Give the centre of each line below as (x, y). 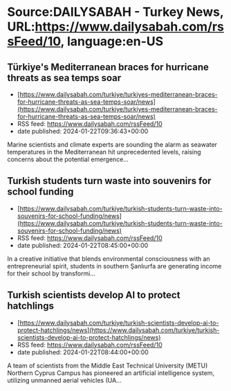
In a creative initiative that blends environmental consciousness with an (109, 258)
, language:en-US (112, 42)
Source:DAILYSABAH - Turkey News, (115, 12)
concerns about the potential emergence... (68, 159)
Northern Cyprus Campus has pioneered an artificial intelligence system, (111, 373)
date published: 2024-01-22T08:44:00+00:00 (83, 352)
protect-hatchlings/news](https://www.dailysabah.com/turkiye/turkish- (118, 330)
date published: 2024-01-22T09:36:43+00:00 (83, 131)
